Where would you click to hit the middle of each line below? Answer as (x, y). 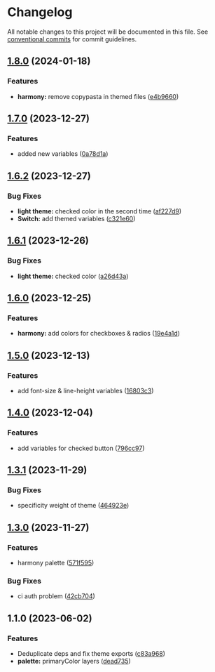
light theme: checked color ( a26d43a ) (73, 276)
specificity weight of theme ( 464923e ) (73, 506)
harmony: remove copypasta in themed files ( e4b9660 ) (98, 96)
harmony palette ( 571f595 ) (56, 563)
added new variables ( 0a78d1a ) (63, 154)
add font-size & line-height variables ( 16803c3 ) (85, 391)
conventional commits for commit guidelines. (72, 39)
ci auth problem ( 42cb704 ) (56, 596)
